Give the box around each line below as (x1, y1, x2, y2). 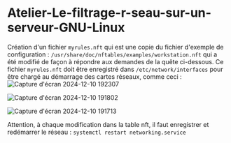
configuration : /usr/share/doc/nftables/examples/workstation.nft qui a (7, 50, 218, 59)
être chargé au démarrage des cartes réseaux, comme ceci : (7, 72, 182, 81)
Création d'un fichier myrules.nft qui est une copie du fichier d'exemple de (7, 43, 224, 51)
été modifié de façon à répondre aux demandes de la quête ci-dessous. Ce (7, 57, 224, 66)
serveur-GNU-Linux (7, 20, 125, 36)
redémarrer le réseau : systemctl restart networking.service (7, 128, 187, 136)
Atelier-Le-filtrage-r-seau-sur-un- (7, 5, 212, 21)
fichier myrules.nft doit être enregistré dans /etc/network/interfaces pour (7, 65, 223, 73)
